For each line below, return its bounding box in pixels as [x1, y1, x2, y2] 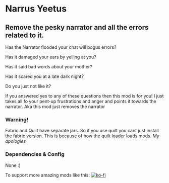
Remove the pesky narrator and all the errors [5, 23, 149, 32]
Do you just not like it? [5, 83, 51, 89]
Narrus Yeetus [5, 3, 67, 15]
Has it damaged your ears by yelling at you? [5, 54, 97, 60]
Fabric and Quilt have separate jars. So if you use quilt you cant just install [5, 128, 159, 134]
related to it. [5, 31, 44, 39]
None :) [5, 162, 21, 168]
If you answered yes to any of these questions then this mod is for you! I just [5, 93, 164, 99]
